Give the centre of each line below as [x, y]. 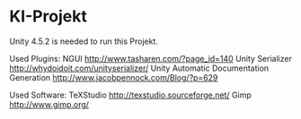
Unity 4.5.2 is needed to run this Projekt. [84, 41]
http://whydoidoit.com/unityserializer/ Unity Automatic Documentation [139, 68]
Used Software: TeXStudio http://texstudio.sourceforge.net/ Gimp [130, 95]
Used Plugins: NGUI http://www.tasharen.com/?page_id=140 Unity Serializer [150, 58]
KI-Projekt [48, 17]
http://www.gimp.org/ [49, 104]
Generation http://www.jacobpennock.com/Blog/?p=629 [114, 77]
